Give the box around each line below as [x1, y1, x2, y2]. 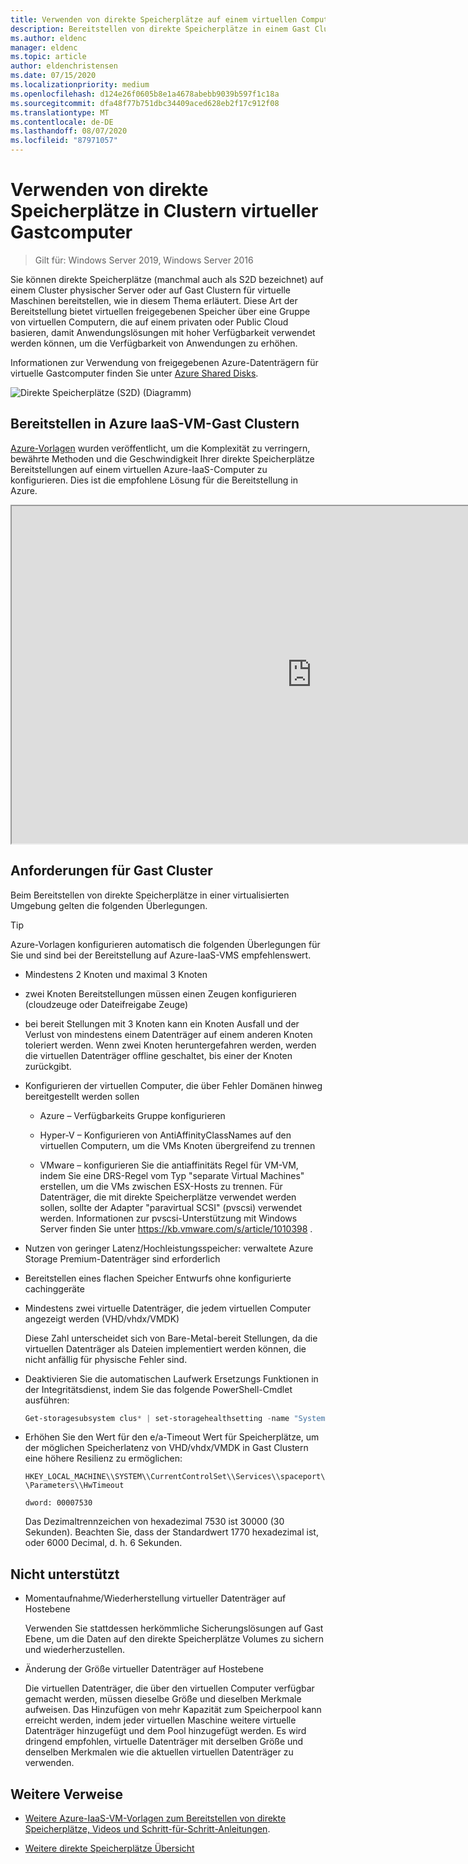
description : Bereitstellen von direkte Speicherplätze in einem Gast [10, 24, 311, 34]
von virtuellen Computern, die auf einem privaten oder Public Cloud [10, 316, 289, 328]
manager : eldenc [10, 42, 78, 53]
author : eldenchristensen [10, 61, 118, 71]
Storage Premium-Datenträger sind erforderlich [24, 1252, 221, 1265]
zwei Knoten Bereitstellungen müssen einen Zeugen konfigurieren [24, 987, 297, 1000]
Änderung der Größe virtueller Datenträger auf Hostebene [24, 1663, 265, 1675]
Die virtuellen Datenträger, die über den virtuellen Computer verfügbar [24, 1682, 315, 1695]
